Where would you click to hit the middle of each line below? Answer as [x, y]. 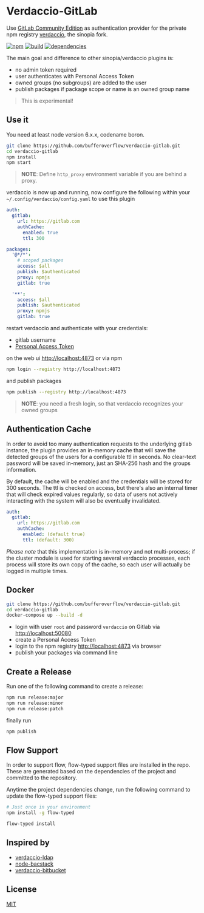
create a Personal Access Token [55, 640]
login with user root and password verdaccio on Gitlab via [87, 627]
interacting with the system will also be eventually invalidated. [83, 501]
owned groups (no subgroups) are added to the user [81, 83]
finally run [19, 720]
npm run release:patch [35, 708]
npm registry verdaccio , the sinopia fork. [57, 34]
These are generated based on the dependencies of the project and [91, 772]
